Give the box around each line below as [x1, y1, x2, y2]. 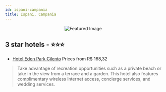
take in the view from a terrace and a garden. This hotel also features [17, 71, 159, 77]
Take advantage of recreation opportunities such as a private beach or [17, 65, 162, 72]
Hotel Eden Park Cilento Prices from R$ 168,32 [12, 56, 108, 62]
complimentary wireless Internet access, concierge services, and [17, 76, 151, 82]
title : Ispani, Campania [5, 12, 56, 17]
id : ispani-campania [5, 7, 48, 12]
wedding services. [17, 81, 55, 87]
